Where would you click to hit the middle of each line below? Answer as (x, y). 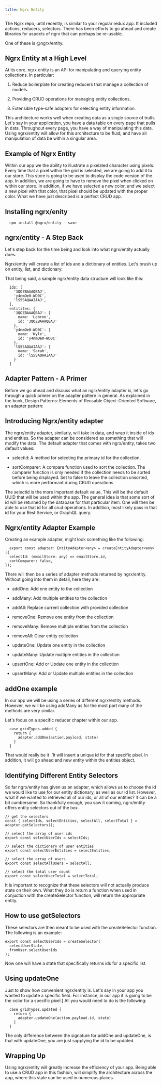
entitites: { (22, 309)
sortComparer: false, (31, 561)
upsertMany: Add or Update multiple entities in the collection (73, 674)
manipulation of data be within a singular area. (51, 138)
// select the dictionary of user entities (50, 846)
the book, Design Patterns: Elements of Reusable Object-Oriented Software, (81, 400)
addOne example (31, 689)
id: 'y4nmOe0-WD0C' (37, 338)
